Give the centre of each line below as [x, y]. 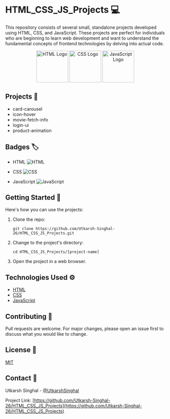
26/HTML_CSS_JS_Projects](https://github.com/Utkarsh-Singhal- [74, 406]
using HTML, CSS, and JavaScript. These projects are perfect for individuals [85, 33]
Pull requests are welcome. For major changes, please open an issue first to [84, 329]
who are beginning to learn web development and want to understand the [82, 38]
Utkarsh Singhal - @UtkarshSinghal [42, 390]
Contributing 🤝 [29, 316]
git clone [23, 229]
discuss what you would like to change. [46, 334]
